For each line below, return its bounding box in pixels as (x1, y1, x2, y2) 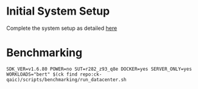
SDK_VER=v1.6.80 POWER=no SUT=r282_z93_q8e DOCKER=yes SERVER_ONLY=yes (6, 66, 192, 72)
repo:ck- (80, 71, 102, 77)
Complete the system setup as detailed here (6, 24, 118, 32)
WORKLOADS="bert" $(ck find (6, 71, 78, 77)
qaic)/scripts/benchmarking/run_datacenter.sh (6, 76, 127, 83)
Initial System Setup (6, 4, 110, 18)
